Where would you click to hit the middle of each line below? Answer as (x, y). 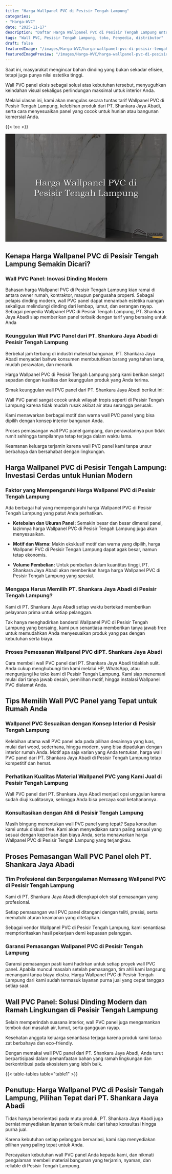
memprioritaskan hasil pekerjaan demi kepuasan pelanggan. (69, 933)
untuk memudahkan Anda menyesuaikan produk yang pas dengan (75, 633)
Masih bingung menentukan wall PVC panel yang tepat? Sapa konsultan (81, 824)
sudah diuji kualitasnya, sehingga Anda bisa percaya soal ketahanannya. (82, 799)
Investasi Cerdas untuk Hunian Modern (69, 476)
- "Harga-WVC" (20, 22)
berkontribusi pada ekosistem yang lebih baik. (54, 1064)
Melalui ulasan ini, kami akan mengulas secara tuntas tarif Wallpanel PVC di (85, 100)
